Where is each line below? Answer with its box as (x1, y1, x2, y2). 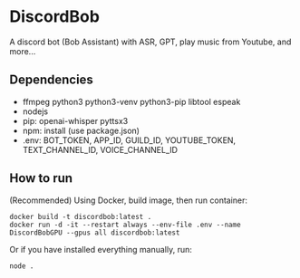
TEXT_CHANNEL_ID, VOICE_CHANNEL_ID (22, 144, 179, 155)
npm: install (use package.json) (22, 125, 140, 136)
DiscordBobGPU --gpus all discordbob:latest (9, 228, 180, 237)
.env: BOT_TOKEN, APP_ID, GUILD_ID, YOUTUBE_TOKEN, (22, 134, 237, 146)
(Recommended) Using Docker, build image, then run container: (9, 195, 247, 206)
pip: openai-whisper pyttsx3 (22, 115, 129, 126)
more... (9, 45, 36, 56)
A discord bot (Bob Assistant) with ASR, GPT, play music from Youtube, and (9, 36, 292, 47)
